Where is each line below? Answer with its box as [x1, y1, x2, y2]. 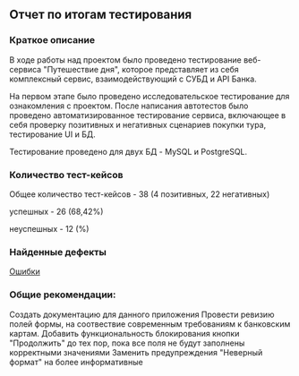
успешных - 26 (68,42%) [9, 206, 104, 217]
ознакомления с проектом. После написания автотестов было [9, 100, 249, 111]
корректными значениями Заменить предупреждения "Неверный [9, 346, 263, 357]
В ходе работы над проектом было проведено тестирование [9, 54, 242, 65]
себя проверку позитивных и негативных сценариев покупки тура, [9, 119, 267, 130]
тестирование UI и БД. [9, 129, 96, 140]
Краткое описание [9, 34, 96, 47]
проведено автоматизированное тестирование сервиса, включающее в [9, 109, 286, 120]
